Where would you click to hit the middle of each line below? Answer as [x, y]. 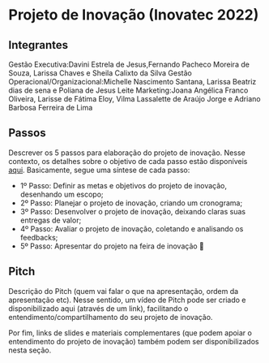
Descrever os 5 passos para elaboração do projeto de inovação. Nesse [127, 153]
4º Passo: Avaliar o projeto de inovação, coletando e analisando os [132, 228]
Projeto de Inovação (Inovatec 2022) [134, 15]
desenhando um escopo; [62, 194]
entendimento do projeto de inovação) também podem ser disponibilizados [134, 341]
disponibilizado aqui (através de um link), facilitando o [98, 308]
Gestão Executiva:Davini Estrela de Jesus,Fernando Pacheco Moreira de [129, 64]
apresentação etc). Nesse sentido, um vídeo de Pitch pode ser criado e [127, 300]
